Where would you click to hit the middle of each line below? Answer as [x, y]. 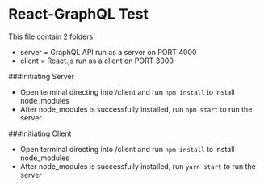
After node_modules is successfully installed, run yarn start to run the [138, 166]
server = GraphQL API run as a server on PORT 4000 [108, 52]
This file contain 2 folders [51, 36]
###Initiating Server [42, 76]
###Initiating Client [40, 133]
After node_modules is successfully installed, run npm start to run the [136, 109]
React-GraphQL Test [79, 14]
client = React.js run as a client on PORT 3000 [96, 61]
